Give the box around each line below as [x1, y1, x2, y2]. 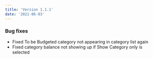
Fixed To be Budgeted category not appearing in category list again [12, 39, 149, 44]
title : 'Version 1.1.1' [5, 7, 54, 12]
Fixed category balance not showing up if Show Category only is [12, 44, 143, 50]
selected [12, 49, 30, 55]
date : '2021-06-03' [5, 12, 45, 17]
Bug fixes [5, 28, 28, 35]
